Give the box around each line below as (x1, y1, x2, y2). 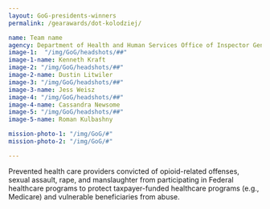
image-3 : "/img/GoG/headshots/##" (8, 78, 125, 86)
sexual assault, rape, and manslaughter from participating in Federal (8, 175, 235, 184)
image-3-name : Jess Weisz (8, 86, 95, 94)
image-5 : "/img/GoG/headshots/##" (8, 108, 125, 116)
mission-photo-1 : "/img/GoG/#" (8, 130, 113, 139)
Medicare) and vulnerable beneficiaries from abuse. (8, 191, 181, 201)
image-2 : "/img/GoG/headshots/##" (8, 63, 125, 72)
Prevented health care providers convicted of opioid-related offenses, (8, 166, 239, 176)
